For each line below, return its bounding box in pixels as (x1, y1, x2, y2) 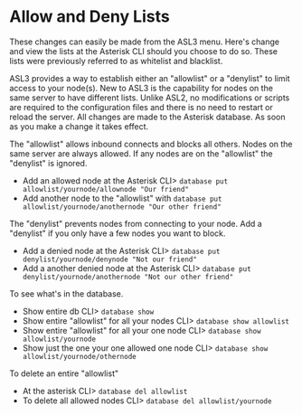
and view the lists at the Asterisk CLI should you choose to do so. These (9, 45, 278, 56)
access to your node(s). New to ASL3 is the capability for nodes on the (9, 82, 274, 93)
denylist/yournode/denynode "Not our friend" (22, 255, 197, 264)
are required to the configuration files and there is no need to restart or (9, 101, 273, 112)
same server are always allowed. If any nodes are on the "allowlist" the (9, 147, 273, 159)
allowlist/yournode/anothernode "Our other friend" (22, 202, 222, 212)
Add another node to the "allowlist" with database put (22, 193, 222, 203)
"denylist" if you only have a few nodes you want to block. (9, 228, 226, 239)
